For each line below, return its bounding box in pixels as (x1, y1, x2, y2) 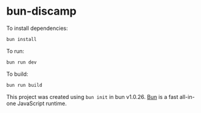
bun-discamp (6, 4, 77, 18)
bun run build (6, 82, 43, 88)
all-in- (180, 93, 195, 100)
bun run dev (6, 59, 37, 65)
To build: (6, 70, 29, 78)
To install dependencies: (6, 24, 69, 32)
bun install (6, 36, 37, 42)
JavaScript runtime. (17, 100, 67, 107)
